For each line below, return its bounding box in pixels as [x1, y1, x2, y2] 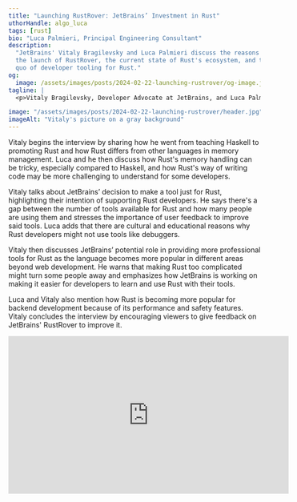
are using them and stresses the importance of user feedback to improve [8, 213, 250, 222]
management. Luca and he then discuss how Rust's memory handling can [8, 155, 252, 164]
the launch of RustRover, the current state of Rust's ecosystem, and [15, 57, 256, 65]
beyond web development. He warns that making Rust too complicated [8, 262, 243, 271]
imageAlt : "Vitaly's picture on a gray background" [8, 115, 184, 124]
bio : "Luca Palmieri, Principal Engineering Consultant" [8, 34, 203, 42]
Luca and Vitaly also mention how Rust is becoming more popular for [8, 295, 236, 304]
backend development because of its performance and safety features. [8, 303, 244, 312]
